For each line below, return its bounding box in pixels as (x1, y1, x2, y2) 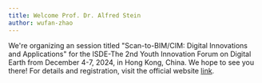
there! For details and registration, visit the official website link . (8, 66, 215, 75)
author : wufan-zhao (8, 19, 73, 27)
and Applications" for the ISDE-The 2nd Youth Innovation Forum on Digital (8, 49, 252, 58)
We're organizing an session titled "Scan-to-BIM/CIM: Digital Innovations (8, 40, 248, 50)
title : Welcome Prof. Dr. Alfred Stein (8, 11, 141, 20)
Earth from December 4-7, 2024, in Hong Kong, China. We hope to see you (8, 57, 255, 67)
